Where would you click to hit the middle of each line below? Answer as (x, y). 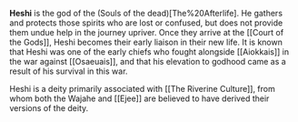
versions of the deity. (49, 108)
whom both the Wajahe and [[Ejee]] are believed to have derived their (139, 98)
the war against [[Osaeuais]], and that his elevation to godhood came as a (148, 61)
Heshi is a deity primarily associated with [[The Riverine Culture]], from (142, 89)
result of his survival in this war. (69, 71)
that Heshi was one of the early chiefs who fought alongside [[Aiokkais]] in (149, 52)
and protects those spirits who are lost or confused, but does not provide (146, 23)
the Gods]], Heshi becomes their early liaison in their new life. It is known (146, 42)
